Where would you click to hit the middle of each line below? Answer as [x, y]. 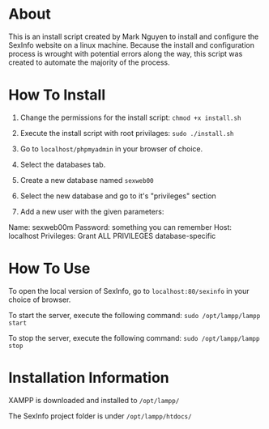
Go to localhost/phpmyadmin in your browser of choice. [111, 149]
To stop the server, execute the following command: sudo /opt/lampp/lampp [134, 338]
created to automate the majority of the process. [89, 62]
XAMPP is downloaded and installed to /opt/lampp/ [94, 400]
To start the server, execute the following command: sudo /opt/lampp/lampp [134, 315]
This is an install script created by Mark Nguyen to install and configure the [134, 36]
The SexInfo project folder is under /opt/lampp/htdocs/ [100, 416]
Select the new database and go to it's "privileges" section [118, 196]
